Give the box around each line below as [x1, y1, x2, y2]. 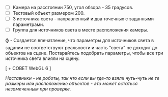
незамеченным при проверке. [5, 86, 71, 92]
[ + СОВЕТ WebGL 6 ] [5, 66, 51, 72]
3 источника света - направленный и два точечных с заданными [12, 16, 154, 22]
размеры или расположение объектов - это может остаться [5, 81, 138, 87]
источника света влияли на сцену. [5, 55, 80, 61]
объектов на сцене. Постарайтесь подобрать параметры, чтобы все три [5, 50, 163, 56]
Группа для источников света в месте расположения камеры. [12, 27, 149, 33]
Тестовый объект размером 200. [12, 10, 85, 16]
